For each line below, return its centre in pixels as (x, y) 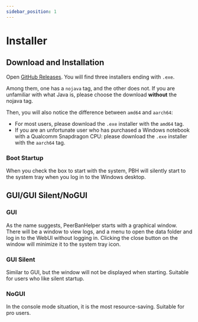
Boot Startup (25, 158)
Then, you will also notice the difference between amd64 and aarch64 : (90, 112)
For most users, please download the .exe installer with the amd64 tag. (99, 123)
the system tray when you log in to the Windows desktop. (76, 177)
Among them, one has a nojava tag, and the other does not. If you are (91, 88)
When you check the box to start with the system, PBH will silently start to (96, 170)
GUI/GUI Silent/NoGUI (47, 196)
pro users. (19, 313)
